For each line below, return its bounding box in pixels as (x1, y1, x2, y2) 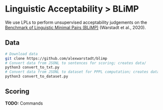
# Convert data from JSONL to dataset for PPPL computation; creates (5, 69, 149, 75)
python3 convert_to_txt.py (5, 65, 60, 70)
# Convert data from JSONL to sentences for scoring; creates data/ (5, 61, 147, 65)
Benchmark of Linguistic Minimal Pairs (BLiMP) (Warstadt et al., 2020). (5, 24, 147, 30)
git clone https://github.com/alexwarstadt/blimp (5, 56, 108, 61)
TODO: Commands (5, 100, 43, 106)
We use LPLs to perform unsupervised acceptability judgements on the (5, 19, 147, 25)
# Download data (5, 51, 38, 56)
